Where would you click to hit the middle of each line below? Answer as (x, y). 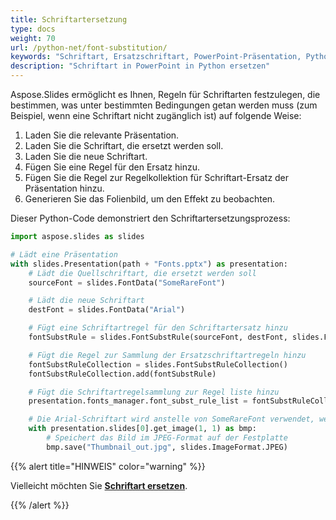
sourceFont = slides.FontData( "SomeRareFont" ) (127, 282)
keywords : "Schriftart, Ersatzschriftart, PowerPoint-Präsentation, (156, 57)
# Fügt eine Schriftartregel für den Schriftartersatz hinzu (158, 328)
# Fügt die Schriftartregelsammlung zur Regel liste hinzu (154, 392)
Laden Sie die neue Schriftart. (86, 156)
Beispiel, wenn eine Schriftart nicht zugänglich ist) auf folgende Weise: (156, 115)
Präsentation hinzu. (64, 188)
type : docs (33, 29)
